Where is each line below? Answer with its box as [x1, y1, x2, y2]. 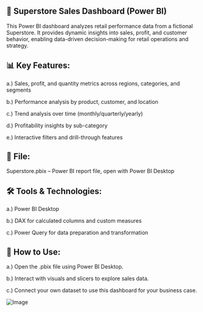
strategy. [6, 42, 29, 49]
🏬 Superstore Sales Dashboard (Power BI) [6, 6, 167, 17]
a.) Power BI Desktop [6, 206, 60, 213]
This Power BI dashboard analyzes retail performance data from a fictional [6, 22, 193, 29]
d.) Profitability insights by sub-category [6, 122, 108, 129]
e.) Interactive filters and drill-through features [6, 133, 123, 141]
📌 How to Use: [6, 247, 61, 257]
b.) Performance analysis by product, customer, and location [6, 98, 158, 105]
